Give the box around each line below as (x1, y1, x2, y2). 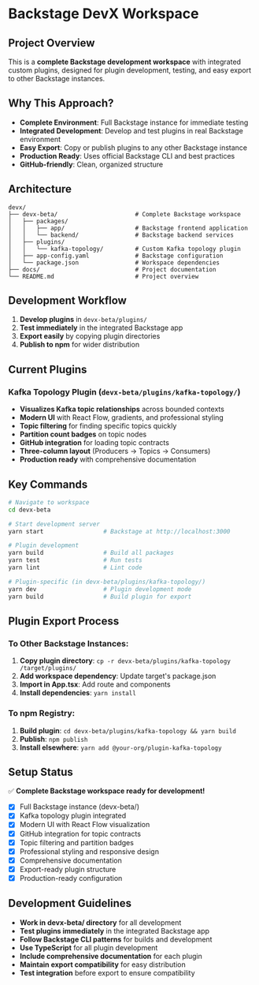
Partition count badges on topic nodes (19, 429, 147, 439)
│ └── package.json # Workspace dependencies (8, 258, 220, 267)
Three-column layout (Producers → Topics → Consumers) (19, 447, 211, 456)
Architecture (8, 182, 72, 196)
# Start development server (8, 520, 101, 528)
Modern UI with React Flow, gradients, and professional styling (19, 413, 224, 422)
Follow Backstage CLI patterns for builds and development (19, 934, 213, 944)
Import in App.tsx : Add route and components (19, 680, 171, 689)
